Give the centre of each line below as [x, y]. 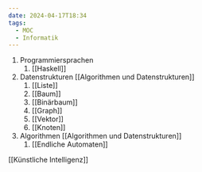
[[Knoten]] [49, 128]
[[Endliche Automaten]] [70, 144]
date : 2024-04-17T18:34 [48, 15]
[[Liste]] [45, 86]
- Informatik [37, 38]
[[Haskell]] [49, 69]
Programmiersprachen [56, 60]
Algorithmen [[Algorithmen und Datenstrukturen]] [101, 136]
